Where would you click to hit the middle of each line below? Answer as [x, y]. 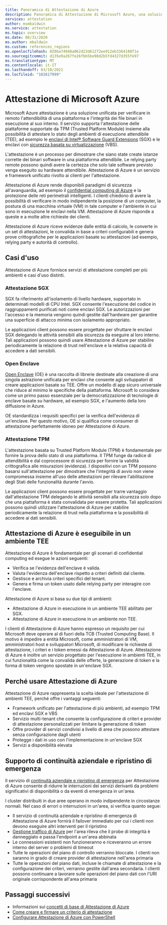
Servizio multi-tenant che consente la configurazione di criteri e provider [87, 719]
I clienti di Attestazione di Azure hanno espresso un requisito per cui [75, 629]
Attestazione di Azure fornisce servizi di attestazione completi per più [76, 270]
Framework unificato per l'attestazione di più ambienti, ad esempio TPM [86, 708]
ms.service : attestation [31, 28]
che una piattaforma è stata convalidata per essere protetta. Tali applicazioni [83, 502]
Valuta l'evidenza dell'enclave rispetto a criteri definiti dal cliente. [79, 573]
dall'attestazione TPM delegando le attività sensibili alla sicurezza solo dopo [83, 497]
